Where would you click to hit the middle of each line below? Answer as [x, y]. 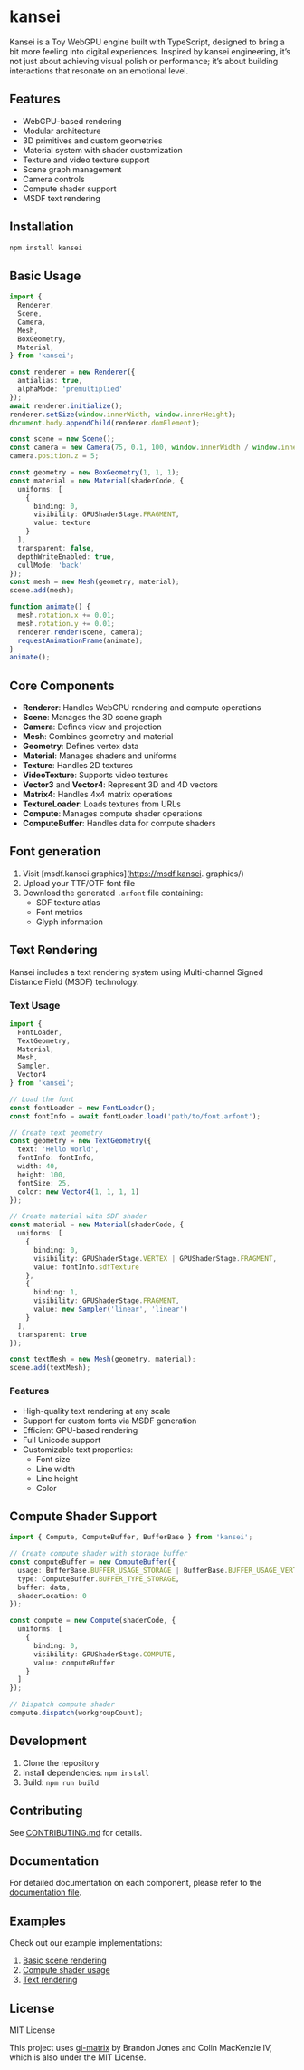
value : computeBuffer [74, 1663]
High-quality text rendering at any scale [96, 1411]
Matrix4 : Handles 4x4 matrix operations [98, 795]
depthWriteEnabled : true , [66, 557]
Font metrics [59, 912]
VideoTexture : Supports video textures [95, 775]
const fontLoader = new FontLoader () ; [82, 1108]
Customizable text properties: [78, 1450]
